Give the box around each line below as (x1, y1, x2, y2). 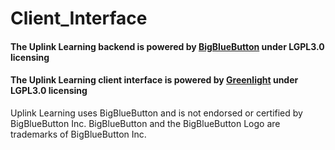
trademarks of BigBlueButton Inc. (10, 128, 147, 140)
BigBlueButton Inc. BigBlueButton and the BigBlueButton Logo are (10, 117, 281, 129)
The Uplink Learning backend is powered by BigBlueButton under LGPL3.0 (10, 40, 325, 52)
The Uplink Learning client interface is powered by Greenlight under (10, 74, 299, 86)
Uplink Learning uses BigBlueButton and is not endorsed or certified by (10, 107, 303, 119)
